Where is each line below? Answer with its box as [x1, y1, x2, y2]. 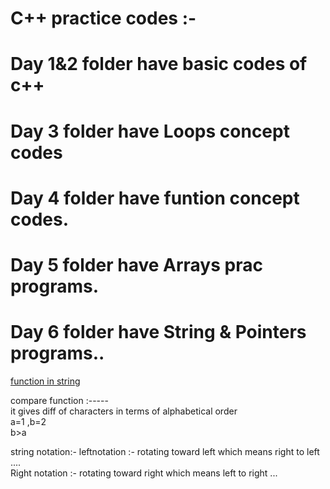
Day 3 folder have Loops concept [10, 120, 290, 142]
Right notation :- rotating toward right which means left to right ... [10, 467, 278, 479]
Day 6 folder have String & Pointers [10, 321, 307, 344]
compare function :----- [10, 394, 109, 406]
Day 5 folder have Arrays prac [10, 253, 263, 276]
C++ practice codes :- [10, 7, 197, 30]
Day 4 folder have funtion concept [10, 187, 300, 209]
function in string [10, 375, 81, 387]
